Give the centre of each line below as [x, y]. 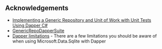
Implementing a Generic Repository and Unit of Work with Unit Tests [82, 20]
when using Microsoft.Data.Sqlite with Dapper [59, 41]
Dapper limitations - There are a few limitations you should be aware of [84, 36]
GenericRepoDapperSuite [38, 30]
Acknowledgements [37, 8]
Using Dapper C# [30, 25]
